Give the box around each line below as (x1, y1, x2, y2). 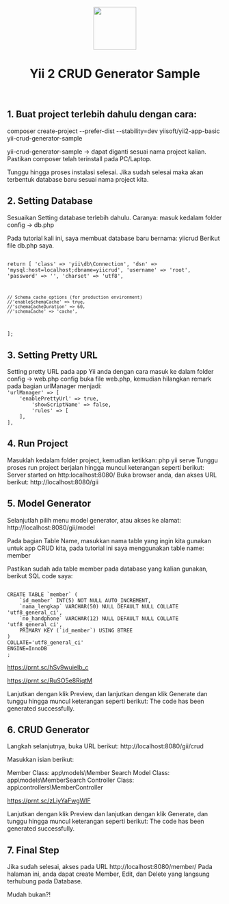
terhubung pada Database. (7, 877, 83, 885)
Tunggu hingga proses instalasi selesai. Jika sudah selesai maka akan (7, 168, 204, 176)
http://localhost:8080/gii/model (7, 523, 96, 532)
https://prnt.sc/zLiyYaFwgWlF (7, 796, 91, 805)
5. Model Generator (7, 498, 92, 510)
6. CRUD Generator (7, 724, 90, 736)
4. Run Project (7, 438, 68, 449)
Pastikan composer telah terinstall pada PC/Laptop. (7, 154, 152, 163)
